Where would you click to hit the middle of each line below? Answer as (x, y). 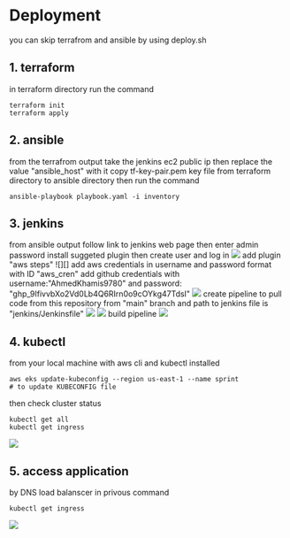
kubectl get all (39, 420)
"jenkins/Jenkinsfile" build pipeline (83, 314)
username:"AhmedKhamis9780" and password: (96, 283)
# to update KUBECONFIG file (63, 387)
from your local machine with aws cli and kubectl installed (114, 363)
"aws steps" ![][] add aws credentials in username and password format (141, 265)
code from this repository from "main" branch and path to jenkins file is (139, 304)
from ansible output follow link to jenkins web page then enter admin (134, 245)
